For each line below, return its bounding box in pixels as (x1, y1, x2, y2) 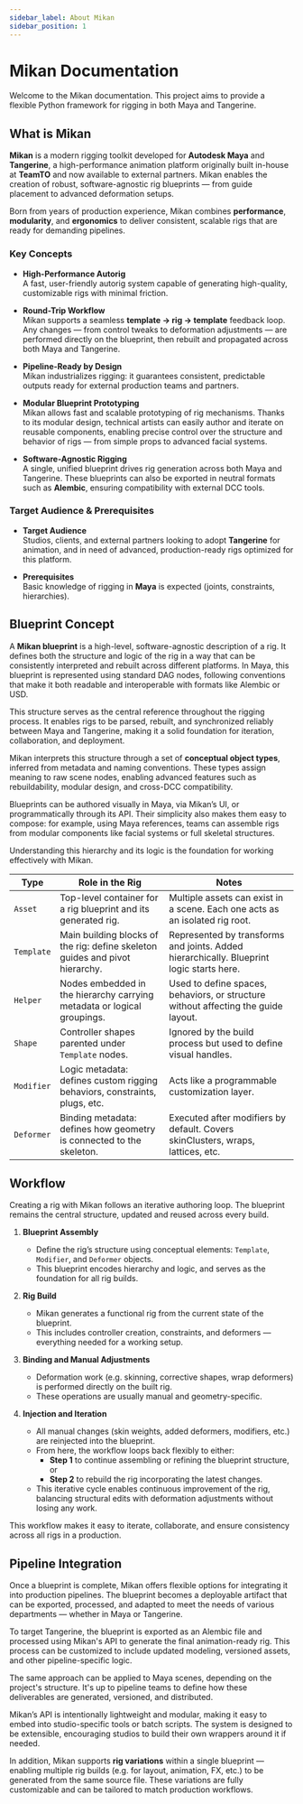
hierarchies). (22, 590, 70, 601)
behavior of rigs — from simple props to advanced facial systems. (22, 435, 268, 447)
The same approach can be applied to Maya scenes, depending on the (9, 1672, 272, 1684)
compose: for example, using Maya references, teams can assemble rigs (9, 818, 280, 829)
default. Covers (169, 1122, 234, 1135)
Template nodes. (60, 1048, 129, 1061)
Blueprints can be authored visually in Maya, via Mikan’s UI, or (9, 798, 240, 809)
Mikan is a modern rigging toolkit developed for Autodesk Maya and (9, 150, 265, 161)
